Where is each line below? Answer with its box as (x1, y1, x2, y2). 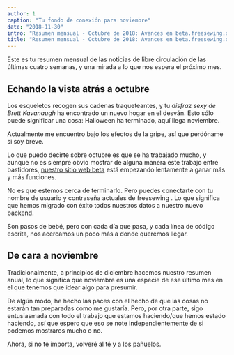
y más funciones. (7, 172, 57, 181)
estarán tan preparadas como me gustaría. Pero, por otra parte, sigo (7, 304, 203, 312)
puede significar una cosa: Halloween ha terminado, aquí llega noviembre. (7, 116, 220, 124)
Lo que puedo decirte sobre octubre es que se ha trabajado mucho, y (7, 151, 207, 159)
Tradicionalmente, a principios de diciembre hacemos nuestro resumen (7, 268, 212, 276)
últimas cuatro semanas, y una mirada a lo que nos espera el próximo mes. (7, 63, 222, 71)
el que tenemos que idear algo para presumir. (7, 283, 138, 292)
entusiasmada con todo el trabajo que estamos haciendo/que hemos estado (7, 311, 226, 319)
